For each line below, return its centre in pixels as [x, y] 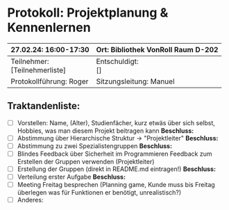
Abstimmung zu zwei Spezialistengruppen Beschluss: [94, 146]
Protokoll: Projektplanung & [88, 13]
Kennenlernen [49, 27]
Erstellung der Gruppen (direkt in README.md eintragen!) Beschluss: [117, 169]
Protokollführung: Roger [50, 81]
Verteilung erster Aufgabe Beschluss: [71, 177]
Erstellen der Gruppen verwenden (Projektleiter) [86, 162]
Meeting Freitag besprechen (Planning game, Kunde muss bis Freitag [116, 185]
